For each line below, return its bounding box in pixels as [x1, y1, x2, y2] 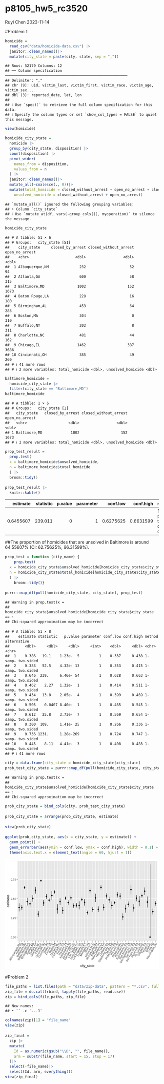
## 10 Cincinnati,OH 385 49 [5, 352, 134, 357]
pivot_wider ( [9, 156, 36, 161]
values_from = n [14, 167, 47, 171]
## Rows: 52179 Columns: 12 [5, 63, 62, 68]
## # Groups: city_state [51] [5, 240, 71, 245]
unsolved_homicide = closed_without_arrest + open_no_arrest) [14, 192, 143, 197]
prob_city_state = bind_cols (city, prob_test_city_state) [5, 804, 125, 809]
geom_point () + [9, 840, 41, 845]
